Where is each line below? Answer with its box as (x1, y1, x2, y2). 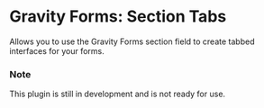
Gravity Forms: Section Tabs (9, 6, 227, 27)
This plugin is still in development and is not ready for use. (9, 88, 226, 100)
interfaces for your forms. (9, 45, 105, 56)
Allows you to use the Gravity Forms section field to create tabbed (9, 36, 255, 47)
